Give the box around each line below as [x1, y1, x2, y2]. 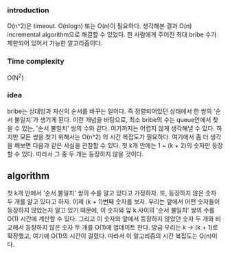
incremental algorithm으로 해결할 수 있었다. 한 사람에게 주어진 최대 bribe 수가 [7, 30, 217, 39]
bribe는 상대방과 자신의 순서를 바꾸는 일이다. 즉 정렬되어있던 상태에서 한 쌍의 [7, 107, 212, 115]
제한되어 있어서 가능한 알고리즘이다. [7, 39, 103, 47]
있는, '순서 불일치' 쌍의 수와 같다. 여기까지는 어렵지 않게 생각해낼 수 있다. [21, 124, 215, 132]
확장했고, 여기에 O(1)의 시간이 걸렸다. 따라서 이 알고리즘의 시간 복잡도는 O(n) [7, 232, 212, 240]
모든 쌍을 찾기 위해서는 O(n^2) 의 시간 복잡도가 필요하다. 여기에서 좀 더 [19, 132, 209, 141]
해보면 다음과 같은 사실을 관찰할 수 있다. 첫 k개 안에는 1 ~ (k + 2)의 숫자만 [14, 141, 211, 149]
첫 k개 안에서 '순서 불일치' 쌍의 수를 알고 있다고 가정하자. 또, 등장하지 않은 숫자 [7, 189, 217, 197]
